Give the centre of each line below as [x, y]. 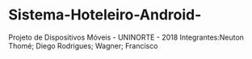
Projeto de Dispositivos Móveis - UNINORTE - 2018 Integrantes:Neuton [126, 37]
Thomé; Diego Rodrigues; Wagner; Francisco [83, 45]
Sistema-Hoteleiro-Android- [105, 15]
